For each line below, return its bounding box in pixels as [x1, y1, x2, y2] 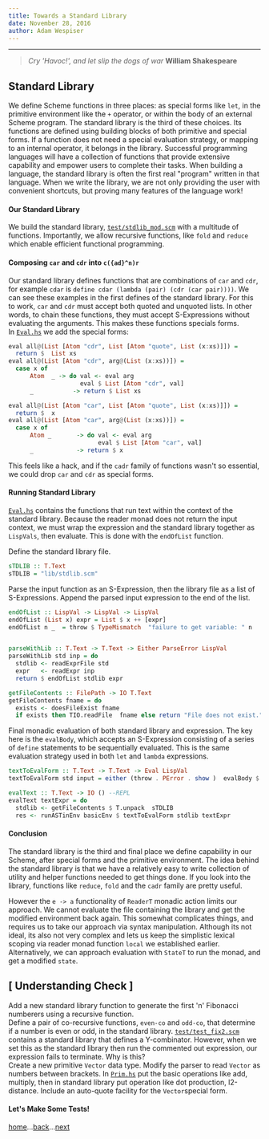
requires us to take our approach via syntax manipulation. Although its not [8, 921, 252, 931]
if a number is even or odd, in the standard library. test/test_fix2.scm [8, 1026, 240, 1035]
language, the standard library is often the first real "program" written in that [8, 169, 260, 179]
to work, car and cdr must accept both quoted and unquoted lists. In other [8, 301, 252, 311]
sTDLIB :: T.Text [8, 563, 66, 571]
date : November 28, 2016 [8, 19, 91, 27]
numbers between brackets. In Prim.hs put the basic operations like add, [8, 1068, 248, 1078]
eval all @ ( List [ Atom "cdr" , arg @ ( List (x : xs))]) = [8, 357, 184, 365]
